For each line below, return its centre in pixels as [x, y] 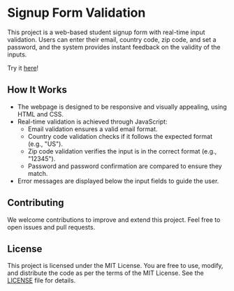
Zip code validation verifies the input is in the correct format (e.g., [122, 151]
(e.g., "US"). [45, 144]
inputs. [17, 54]
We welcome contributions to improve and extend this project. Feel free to [114, 219]
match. [38, 173]
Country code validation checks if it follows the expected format [120, 136]
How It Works [37, 90]
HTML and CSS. [41, 114]
